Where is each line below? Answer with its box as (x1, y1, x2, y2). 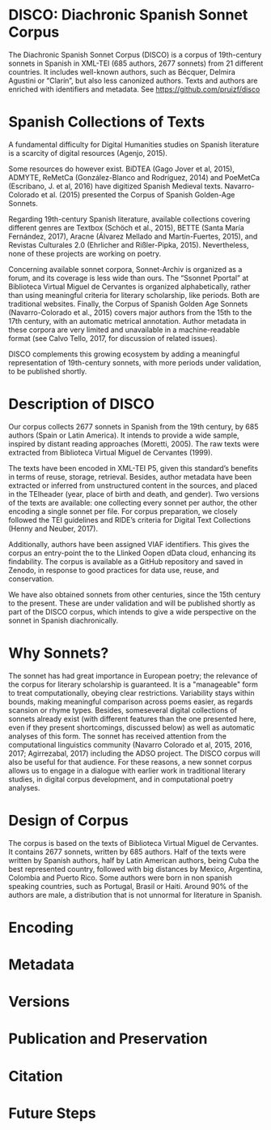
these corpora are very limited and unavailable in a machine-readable (8, 325, 240, 334)
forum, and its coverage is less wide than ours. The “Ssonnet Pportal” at (8, 273, 249, 282)
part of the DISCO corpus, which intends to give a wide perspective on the (8, 606, 256, 616)
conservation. (8, 574, 55, 584)
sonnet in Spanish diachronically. (8, 615, 119, 625)
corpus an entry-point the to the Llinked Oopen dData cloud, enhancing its (8, 548, 256, 558)
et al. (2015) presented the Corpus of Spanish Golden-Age (40, 189, 235, 200)
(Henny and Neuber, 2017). (8, 524, 99, 533)
